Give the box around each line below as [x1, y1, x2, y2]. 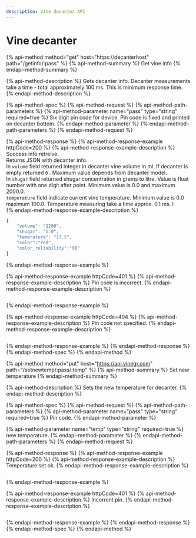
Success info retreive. [6, 150, 59, 157]
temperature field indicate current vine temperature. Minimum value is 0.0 [6, 194, 184, 201]
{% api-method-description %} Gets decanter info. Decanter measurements [6, 77, 191, 84]
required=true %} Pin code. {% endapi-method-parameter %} [6, 414, 157, 421]
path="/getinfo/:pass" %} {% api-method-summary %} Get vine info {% [6, 59, 181, 67]
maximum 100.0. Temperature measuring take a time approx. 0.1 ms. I [6, 200, 174, 207]
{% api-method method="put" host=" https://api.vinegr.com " [6, 360, 153, 367]
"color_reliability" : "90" [16, 245, 81, 251]
